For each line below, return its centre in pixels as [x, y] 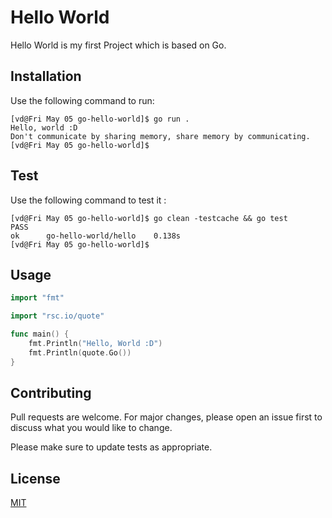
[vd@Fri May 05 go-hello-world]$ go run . [100, 119]
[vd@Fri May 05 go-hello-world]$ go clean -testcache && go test [149, 218]
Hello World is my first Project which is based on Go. [118, 45]
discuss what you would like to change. [91, 428]
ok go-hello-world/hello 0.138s [96, 236]
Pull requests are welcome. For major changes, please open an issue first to [166, 417]
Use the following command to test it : [88, 200]
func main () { [40, 334]
